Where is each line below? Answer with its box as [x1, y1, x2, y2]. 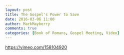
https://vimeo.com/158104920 [5, 44, 67, 50]
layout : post [5, 7, 32, 12]
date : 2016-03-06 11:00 [5, 16, 55, 21]
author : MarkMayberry [5, 21, 50, 26]
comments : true [5, 26, 37, 31]
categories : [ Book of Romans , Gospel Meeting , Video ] [5, 30, 120, 35]
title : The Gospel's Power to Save [5, 12, 79, 17]
